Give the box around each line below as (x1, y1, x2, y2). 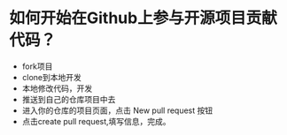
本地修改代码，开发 (21, 83, 93, 94)
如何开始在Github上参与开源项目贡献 (9, 8, 277, 28)
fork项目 (21, 61, 53, 71)
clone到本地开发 (21, 71, 82, 82)
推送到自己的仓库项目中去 (21, 94, 116, 104)
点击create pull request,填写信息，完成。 (21, 116, 171, 126)
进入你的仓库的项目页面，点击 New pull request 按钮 (21, 105, 213, 116)
